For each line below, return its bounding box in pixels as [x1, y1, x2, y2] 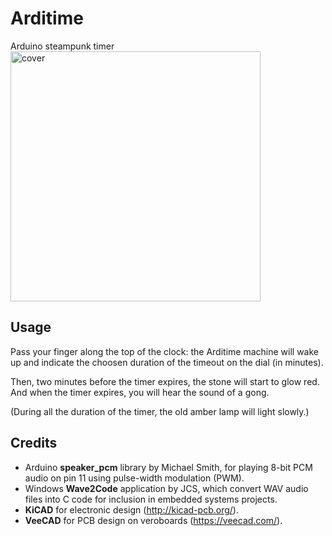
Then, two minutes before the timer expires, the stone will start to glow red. [10, 375, 320, 387]
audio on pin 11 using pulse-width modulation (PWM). [24, 472, 245, 484]
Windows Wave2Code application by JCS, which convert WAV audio [24, 482, 309, 494]
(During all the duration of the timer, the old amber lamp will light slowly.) [10, 405, 310, 417]
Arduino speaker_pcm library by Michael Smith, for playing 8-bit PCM [24, 461, 313, 473]
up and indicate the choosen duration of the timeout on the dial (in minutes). [10, 356, 324, 368]
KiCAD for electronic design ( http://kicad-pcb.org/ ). [24, 503, 239, 516]
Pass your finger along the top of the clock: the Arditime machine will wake [10, 345, 319, 357]
